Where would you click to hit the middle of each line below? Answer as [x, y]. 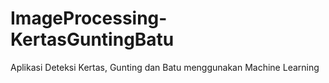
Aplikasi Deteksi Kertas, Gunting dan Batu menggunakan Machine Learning [165, 67]
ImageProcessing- [89, 18]
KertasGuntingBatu [92, 39]
